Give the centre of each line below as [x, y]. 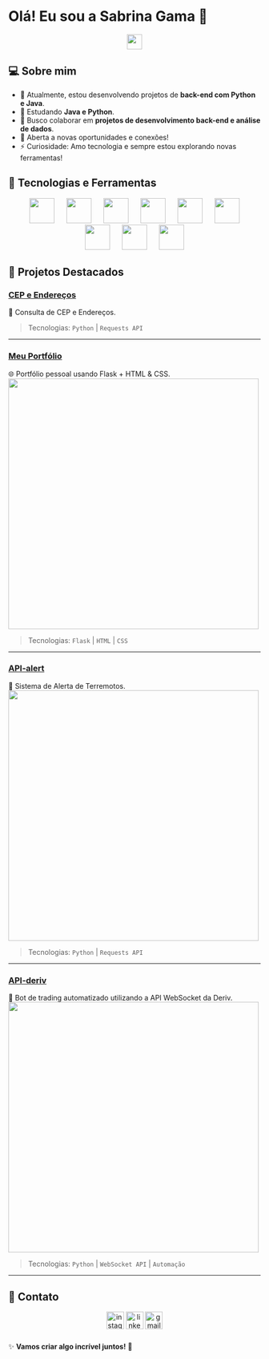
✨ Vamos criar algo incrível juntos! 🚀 [70, 1346]
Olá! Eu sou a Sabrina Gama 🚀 [108, 16]
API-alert [26, 669]
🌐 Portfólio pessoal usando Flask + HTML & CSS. [89, 374]
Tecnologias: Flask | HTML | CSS [78, 640]
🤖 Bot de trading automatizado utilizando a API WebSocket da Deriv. [120, 998]
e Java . [32, 103]
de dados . [37, 128]
